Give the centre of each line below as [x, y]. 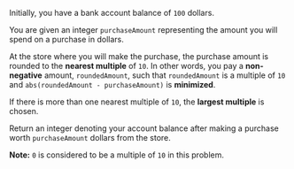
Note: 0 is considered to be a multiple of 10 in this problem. [116, 155]
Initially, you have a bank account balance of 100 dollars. [112, 13]
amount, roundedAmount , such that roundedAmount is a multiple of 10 [165, 75]
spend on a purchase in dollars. [66, 39]
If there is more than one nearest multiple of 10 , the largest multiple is [137, 102]
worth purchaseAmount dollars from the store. [90, 138]
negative [26, 75]
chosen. [24, 111]
